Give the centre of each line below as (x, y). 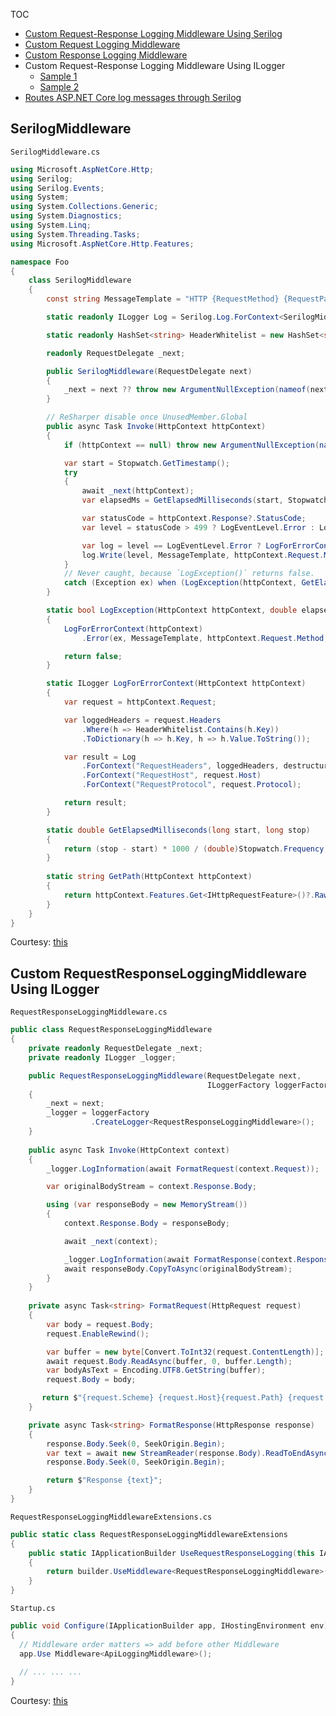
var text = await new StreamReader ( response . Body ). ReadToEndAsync (187, 1453)
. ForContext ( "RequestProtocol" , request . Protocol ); (191, 785)
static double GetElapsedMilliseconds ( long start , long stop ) (178, 830)
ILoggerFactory (238, 1085)
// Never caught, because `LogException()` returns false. (189, 574)
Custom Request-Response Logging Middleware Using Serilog (153, 33)
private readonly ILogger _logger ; (102, 1057)
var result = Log (100, 757)
